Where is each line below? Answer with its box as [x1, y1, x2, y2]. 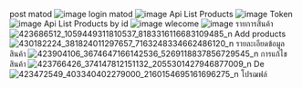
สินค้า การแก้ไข [9, 48, 287, 59]
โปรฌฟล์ [240, 69, 267, 79]
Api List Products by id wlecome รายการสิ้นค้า [44, 18, 274, 29]
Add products [234, 28, 286, 39]
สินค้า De [9, 59, 265, 69]
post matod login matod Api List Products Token [9, 9, 294, 19]
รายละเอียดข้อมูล [235, 38, 286, 49]
